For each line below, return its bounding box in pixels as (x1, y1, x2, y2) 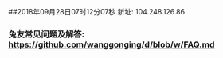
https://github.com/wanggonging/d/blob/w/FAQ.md (8, 39, 215, 50)
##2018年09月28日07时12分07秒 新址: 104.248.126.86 (8, 7, 186, 16)
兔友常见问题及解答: (8, 29, 85, 40)
